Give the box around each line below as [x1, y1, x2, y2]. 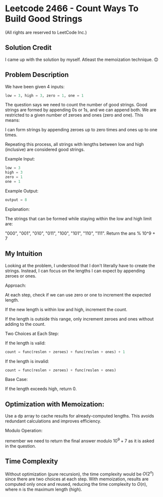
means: [5, 118, 20, 123]
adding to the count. [5, 321, 46, 327]
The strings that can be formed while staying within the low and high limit [5, 216, 152, 221]
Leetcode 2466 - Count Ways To [5, 3, 139, 14]
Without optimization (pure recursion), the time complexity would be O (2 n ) [5, 470, 154, 477]
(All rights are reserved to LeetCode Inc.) [5, 29, 87, 35]
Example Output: [5, 188, 39, 194]
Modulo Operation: [5, 428, 43, 434]
